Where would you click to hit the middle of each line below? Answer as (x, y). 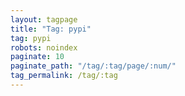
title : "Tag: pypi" (51, 29)
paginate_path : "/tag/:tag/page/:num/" (93, 66)
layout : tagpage (44, 19)
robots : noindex (44, 47)
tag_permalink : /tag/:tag (64, 76)
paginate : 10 (37, 57)
